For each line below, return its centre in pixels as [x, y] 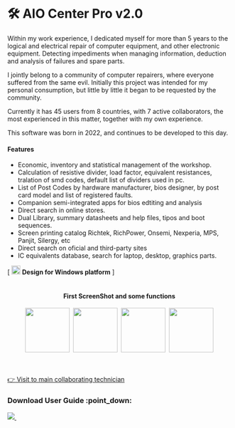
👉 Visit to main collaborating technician [66, 380]
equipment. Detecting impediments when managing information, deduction [117, 53]
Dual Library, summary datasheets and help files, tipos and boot [111, 218]
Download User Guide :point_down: [70, 401]
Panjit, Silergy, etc [44, 241]
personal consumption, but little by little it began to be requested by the [112, 90]
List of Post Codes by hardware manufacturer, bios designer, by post [118, 188]
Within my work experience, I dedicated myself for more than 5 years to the [118, 38]
